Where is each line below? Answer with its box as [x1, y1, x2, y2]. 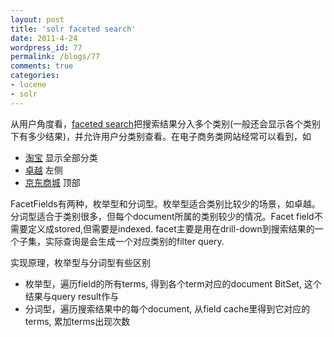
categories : [10, 71, 60, 81]
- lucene [10, 80, 47, 90]
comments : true [10, 61, 74, 71]
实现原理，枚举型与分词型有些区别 [10, 256, 151, 268]
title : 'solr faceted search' [10, 24, 137, 34]
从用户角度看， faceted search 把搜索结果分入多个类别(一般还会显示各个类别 [10, 117, 322, 130]
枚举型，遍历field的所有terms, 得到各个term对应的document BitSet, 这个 [24, 277, 322, 290]
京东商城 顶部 [24, 176, 81, 188]
